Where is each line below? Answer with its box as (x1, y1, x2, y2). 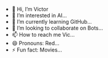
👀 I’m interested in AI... (11, 12, 67, 19)
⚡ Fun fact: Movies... (11, 46, 62, 53)
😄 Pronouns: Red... (11, 40, 59, 47)
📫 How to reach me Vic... (11, 31, 75, 38)
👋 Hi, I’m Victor (11, 6, 49, 12)
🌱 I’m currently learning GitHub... (11, 18, 92, 25)
